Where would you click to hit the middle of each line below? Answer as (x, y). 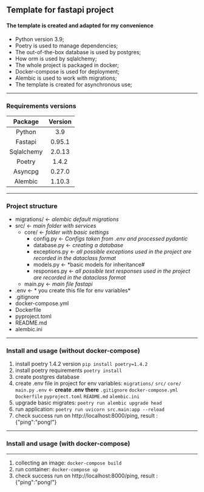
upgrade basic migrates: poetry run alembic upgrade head (88, 403)
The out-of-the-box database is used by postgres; (78, 52)
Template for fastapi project (60, 10)
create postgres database (47, 377)
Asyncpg (26, 171)
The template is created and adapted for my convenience (80, 25)
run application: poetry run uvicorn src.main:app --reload (90, 409)
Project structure (32, 206)
